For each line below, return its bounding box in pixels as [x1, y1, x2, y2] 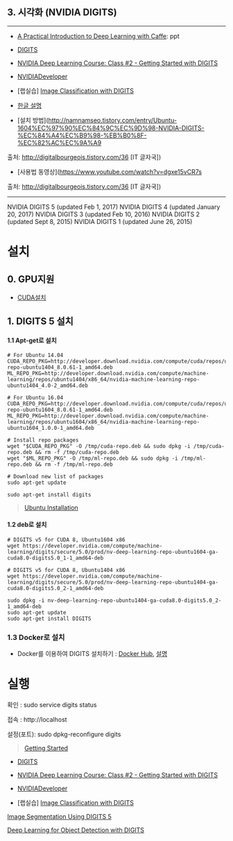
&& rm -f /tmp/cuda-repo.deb [35, 449, 119, 456]
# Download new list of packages [7, 474, 104, 480]
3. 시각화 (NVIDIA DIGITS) [7, 6, 117, 19]
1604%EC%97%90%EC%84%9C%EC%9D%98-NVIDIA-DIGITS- [17, 123, 205, 132]
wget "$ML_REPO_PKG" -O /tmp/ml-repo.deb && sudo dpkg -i [7, 455, 178, 462]
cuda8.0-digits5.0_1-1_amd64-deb [7, 554, 104, 562]
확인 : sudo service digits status [7, 700, 97, 709]
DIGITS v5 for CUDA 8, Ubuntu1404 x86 [13, 566, 126, 573]
